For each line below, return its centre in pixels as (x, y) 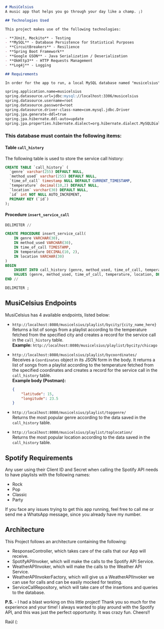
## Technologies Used (27, 20)
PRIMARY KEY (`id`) (29, 199)
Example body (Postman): (39, 380)
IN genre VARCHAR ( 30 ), (37, 238)
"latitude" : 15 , (38, 394)
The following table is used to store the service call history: (64, 158)
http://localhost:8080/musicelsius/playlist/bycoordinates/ (74, 355)
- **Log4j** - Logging (28, 65)
